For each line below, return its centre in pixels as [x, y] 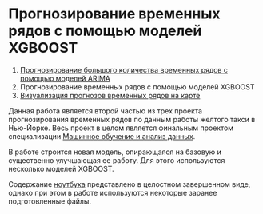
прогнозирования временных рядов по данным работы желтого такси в [132, 119]
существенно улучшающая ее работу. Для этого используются [117, 160]
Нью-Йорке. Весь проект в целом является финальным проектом [121, 128]
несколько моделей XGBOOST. [61, 168]
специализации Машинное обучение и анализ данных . [102, 136]
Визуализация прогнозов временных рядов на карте [110, 95]
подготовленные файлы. [50, 201]
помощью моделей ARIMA [65, 78]
